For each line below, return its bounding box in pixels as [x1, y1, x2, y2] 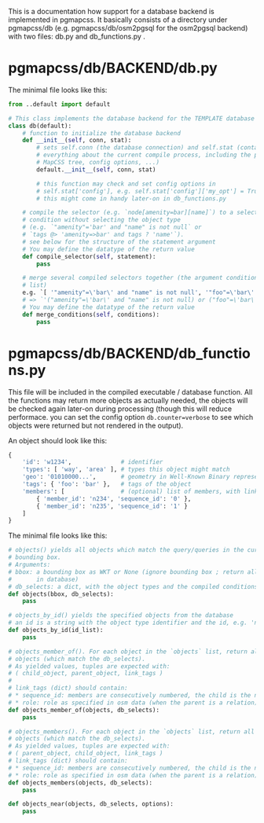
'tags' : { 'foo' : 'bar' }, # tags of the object [22, 480, 192, 488]
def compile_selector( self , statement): [22, 252, 156, 260]
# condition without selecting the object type [22, 216, 181, 224]
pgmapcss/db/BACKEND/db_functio [8, 344, 251, 362]
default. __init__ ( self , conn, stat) [36, 165, 156, 174]
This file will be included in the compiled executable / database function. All [8, 387, 253, 396]
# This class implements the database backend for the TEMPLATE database [8, 114, 255, 123]
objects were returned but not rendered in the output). [8, 421, 184, 430]
